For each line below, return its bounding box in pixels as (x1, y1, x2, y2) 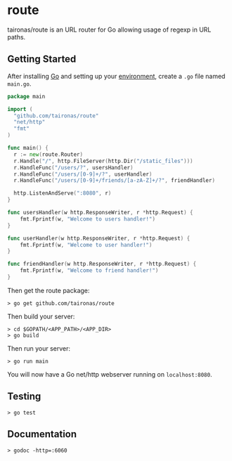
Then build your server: (7, 312, 75, 320)
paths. (7, 32, 26, 41)
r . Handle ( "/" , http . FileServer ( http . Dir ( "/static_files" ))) (13, 157, 193, 164)
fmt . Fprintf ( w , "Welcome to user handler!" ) (20, 241, 153, 248)
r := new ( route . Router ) (13, 150, 83, 158)
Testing (7, 391, 41, 403)
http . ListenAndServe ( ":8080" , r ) (13, 190, 112, 197)
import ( (7, 105, 33, 112)
